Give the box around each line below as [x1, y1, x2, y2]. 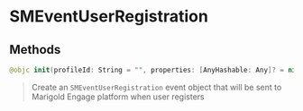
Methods [9, 42, 61, 57]
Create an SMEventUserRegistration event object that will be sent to [31, 81, 282, 92]
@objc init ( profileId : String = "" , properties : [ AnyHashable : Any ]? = [9, 65, 285, 74]
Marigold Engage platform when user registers [31, 91, 205, 102]
